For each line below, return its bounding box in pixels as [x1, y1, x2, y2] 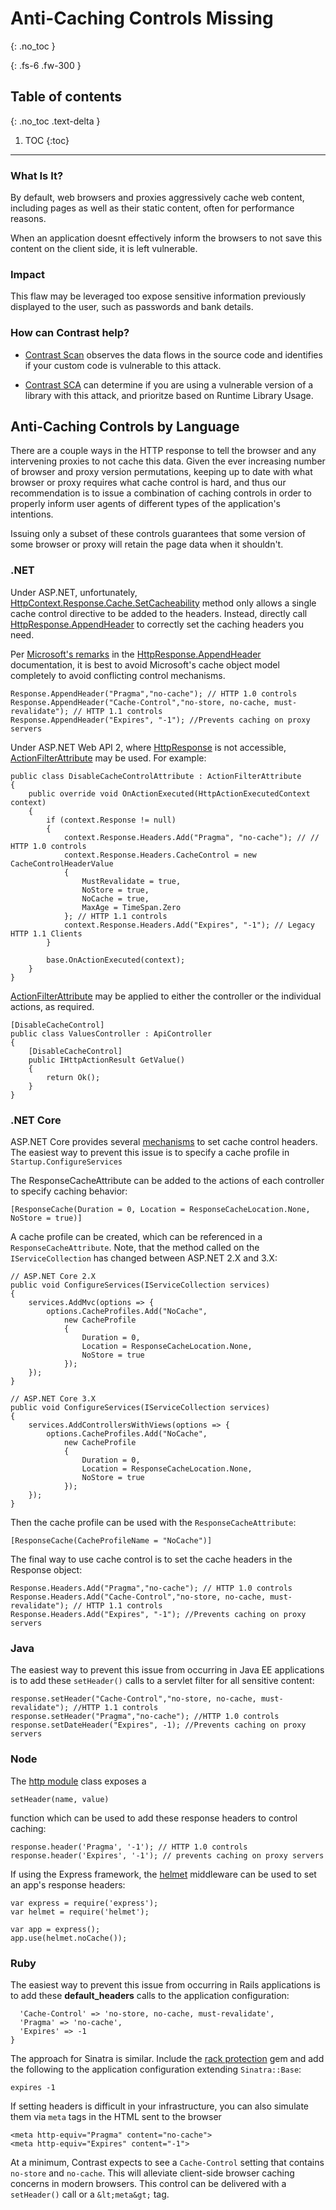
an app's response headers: [10, 1878, 126, 1891]
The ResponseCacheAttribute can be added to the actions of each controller [10, 1175, 325, 1187]
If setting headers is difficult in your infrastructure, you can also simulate [10, 2100, 309, 2112]
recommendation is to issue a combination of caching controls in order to [10, 487, 312, 499]
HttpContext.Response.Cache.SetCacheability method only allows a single [10, 597, 317, 609]
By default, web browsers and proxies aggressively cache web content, [10, 192, 305, 204]
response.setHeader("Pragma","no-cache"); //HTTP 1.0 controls [10, 1712, 280, 1722]
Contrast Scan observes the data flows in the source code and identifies [24, 348, 323, 361]
